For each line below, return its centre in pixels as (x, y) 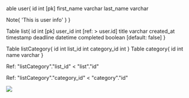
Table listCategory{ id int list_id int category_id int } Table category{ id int (94, 49)
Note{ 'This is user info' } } (38, 20)
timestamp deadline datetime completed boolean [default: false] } (86, 37)
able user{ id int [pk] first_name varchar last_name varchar (77, 9)
